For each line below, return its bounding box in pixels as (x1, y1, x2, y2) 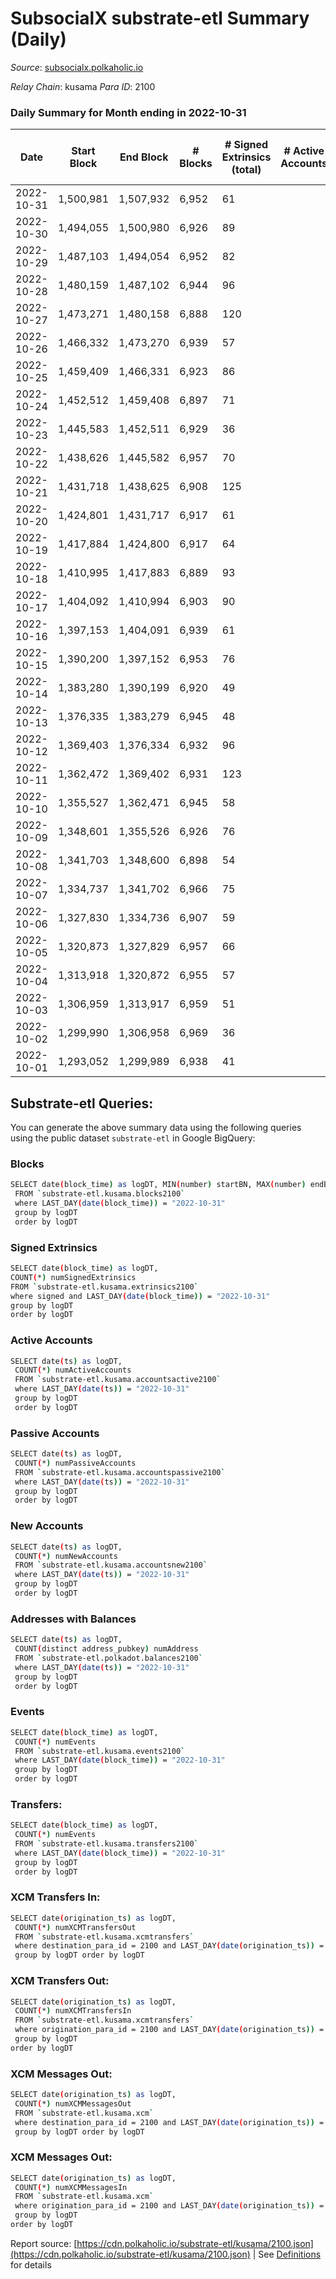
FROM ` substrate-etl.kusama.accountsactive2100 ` (14, 1375, 222, 1385)
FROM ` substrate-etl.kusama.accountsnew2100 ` (14, 1560, 208, 1571)
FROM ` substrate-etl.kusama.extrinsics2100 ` (10, 1282, 199, 1292)
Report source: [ (10, 2237, 78, 2249)
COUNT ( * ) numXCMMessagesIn (14, 2182, 128, 2192)
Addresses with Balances (10, 1612, 137, 1626)
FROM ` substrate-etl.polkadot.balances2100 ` (14, 1653, 203, 1663)
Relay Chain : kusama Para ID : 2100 (10, 80, 156, 92)
